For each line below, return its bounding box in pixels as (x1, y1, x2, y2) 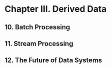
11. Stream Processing (4, 39, 73, 47)
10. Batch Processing (4, 23, 70, 31)
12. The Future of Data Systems (4, 56, 102, 65)
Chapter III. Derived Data (4, 3, 107, 15)
